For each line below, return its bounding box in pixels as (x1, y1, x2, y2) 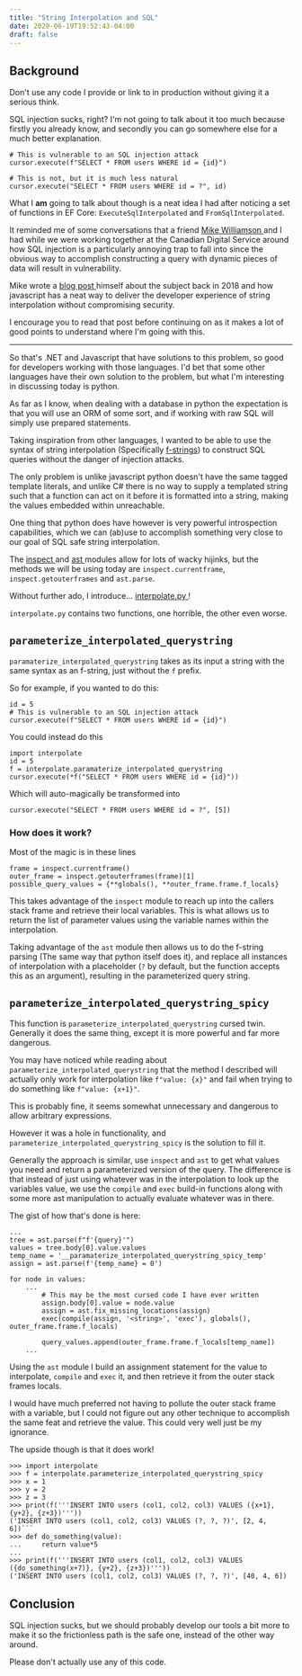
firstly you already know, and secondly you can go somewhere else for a (9, 123, 278, 135)
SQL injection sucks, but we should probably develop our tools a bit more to (9, 1619, 290, 1630)
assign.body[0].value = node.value (41, 1298, 175, 1308)
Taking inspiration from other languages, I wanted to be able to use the (9, 435, 271, 446)
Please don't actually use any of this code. (9, 1656, 166, 1667)
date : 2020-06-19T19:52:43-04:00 (9, 22, 135, 31)
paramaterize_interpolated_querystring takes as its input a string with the (9, 655, 285, 666)
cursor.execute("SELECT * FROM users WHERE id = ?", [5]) (9, 806, 231, 815)
